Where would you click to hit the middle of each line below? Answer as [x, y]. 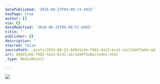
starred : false [20, 45]
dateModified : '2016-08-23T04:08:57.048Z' [49, 28]
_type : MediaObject [25, 59]
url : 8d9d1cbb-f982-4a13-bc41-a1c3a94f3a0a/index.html [62, 54]
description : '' [21, 41]
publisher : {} [19, 37]
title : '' [15, 32]
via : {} [13, 23]
